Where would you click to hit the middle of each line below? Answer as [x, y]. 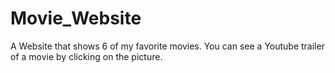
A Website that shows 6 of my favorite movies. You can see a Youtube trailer [167, 46]
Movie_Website [76, 18]
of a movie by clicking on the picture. [86, 56]
